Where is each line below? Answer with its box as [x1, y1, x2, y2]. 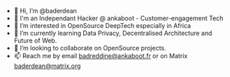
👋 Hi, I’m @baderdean [13, 7, 77, 15]
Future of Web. [13, 36, 57, 45]
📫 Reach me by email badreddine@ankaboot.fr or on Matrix [13, 52, 188, 59]
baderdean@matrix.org [13, 62, 81, 70]
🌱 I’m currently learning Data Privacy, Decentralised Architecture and [13, 29, 213, 37]
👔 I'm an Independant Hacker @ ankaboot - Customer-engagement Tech [13, 14, 224, 22]
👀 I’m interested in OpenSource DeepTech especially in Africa [13, 22, 191, 29]
